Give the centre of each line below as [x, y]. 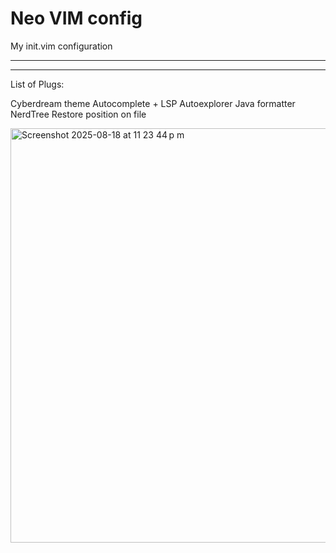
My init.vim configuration [61, 46]
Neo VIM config [76, 18]
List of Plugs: [37, 84]
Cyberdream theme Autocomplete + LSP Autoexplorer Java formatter [153, 103]
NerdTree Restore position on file [78, 114]
